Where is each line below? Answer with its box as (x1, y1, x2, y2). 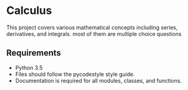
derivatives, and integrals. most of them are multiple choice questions (6, 30, 182, 37)
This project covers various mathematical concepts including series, (6, 24, 178, 31)
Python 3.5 (15, 64, 43, 71)
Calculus (6, 4, 52, 18)
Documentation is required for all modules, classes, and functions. (15, 77, 182, 84)
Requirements (6, 48, 61, 58)
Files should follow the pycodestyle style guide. (15, 71, 136, 78)
